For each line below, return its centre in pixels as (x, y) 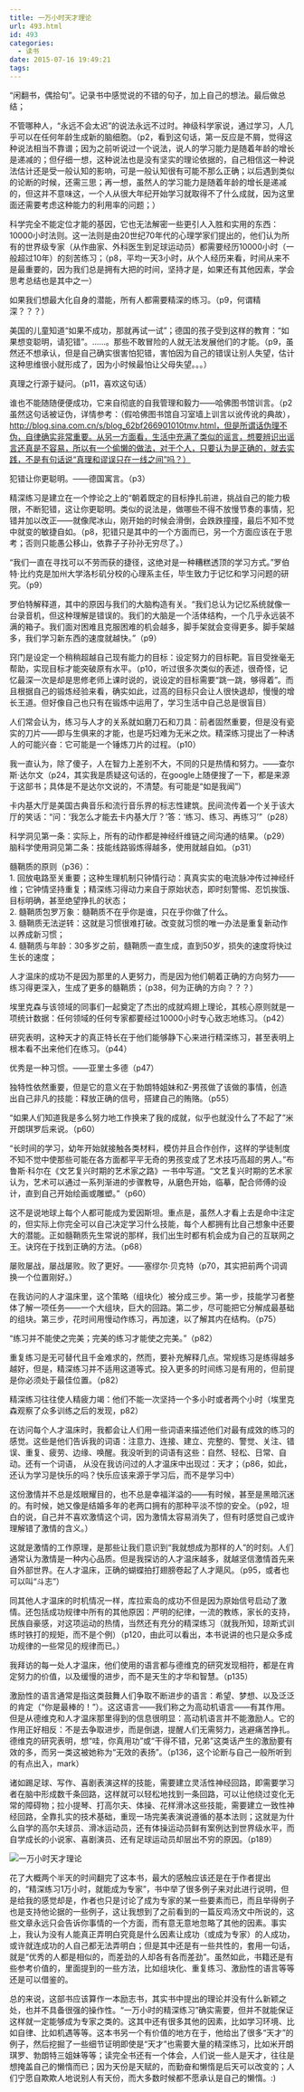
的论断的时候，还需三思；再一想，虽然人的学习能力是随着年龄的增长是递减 (148, 182)
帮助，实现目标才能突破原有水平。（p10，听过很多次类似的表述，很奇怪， (145, 668)
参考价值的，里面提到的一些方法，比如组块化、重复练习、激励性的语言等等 (156, 1968)
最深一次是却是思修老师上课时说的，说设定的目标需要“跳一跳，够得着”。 (152, 680)
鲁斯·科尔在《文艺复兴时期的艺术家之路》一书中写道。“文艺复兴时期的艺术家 (151, 1170)
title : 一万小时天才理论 (51, 18)
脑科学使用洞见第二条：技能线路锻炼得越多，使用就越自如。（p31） (133, 847)
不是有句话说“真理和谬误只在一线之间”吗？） (108, 459)
